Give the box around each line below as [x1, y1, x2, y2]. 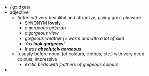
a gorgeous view [24, 30, 59, 36]
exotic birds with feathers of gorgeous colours [24, 61, 119, 67]
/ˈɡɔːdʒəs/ [9, 4, 30, 10]
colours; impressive [17, 56, 58, 62]
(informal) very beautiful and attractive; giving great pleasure [17, 15, 141, 20]
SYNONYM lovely [24, 20, 61, 25]
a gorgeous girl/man [24, 25, 66, 31]
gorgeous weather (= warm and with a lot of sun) [24, 35, 125, 41]
